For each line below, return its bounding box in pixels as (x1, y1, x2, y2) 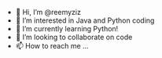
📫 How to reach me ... (15, 42, 89, 50)
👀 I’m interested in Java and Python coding (15, 16, 155, 25)
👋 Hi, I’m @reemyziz (15, 8, 81, 16)
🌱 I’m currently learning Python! (15, 24, 119, 33)
